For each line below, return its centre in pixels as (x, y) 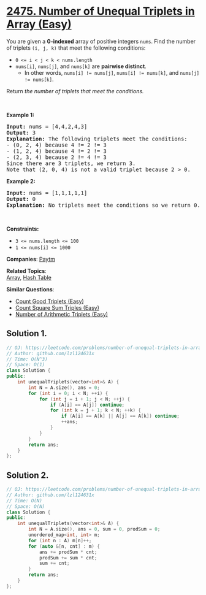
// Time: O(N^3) (27, 359)
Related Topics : (27, 271)
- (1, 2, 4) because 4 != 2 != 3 (57, 151)
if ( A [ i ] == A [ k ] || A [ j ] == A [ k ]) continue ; (120, 416)
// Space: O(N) (26, 506)
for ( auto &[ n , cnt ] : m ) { (64, 546)
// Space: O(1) (26, 365)
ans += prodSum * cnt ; (68, 552)
